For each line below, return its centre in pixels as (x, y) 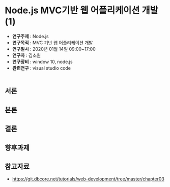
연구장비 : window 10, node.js (42, 61)
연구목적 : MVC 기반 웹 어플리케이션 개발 (52, 42)
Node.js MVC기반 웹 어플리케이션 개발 (81, 10)
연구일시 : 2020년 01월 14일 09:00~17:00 (54, 49)
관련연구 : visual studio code (41, 68)
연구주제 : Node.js (30, 36)
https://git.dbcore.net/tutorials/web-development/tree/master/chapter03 (88, 179)
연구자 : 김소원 (26, 55)
